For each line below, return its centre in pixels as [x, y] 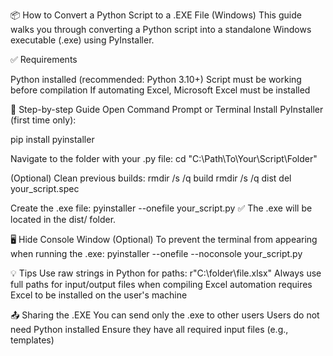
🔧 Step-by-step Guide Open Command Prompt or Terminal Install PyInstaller [167, 109]
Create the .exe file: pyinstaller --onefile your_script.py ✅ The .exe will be [161, 208]
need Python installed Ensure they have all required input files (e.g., [149, 329]
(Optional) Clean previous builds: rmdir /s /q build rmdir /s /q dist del [151, 178]
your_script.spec [45, 188]
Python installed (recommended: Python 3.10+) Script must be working [156, 79]
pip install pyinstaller [52, 139]
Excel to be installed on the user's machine [99, 295]
